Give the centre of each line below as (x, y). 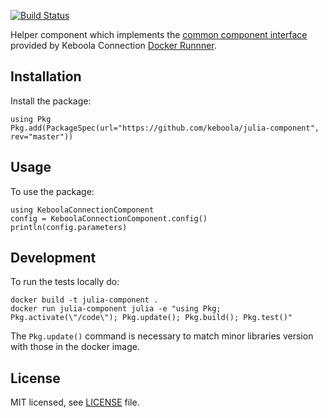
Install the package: (51, 101)
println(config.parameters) (69, 227)
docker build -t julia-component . (84, 300)
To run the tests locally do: (65, 282)
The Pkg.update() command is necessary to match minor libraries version (162, 336)
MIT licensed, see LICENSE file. (75, 402)
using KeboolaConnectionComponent (82, 210)
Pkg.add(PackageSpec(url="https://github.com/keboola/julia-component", (165, 128)
